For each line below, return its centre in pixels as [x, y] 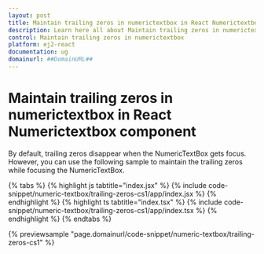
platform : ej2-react [42, 45]
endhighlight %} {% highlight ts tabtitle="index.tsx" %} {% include [115, 202]
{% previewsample [38, 234]
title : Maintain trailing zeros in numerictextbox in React [109, 23]
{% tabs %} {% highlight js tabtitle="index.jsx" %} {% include [107, 185]
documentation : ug [38, 52]
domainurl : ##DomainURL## [50, 60]
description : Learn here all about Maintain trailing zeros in [114, 30]
